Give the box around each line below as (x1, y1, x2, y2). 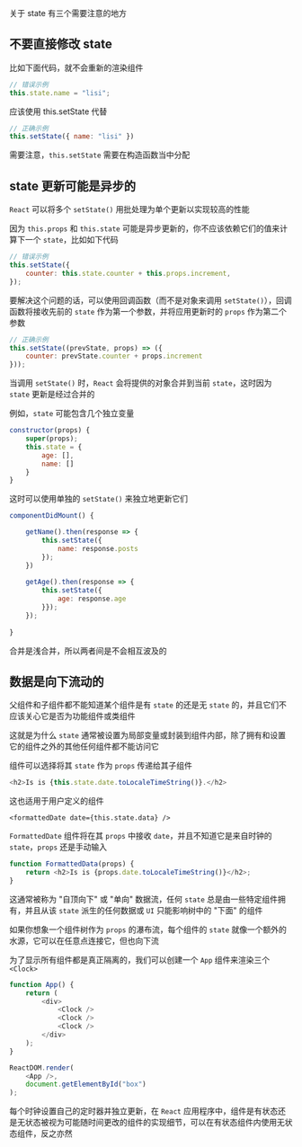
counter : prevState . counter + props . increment (25, 351, 203, 361)
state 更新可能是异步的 (9, 178, 137, 193)
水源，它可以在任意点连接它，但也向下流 (9, 935, 159, 946)
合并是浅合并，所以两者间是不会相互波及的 (9, 645, 167, 656)
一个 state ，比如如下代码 (24, 235, 119, 245)
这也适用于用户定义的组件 (9, 796, 104, 806)
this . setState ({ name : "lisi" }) (9, 132, 135, 141)
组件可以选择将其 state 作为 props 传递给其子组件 (9, 760, 193, 771)
